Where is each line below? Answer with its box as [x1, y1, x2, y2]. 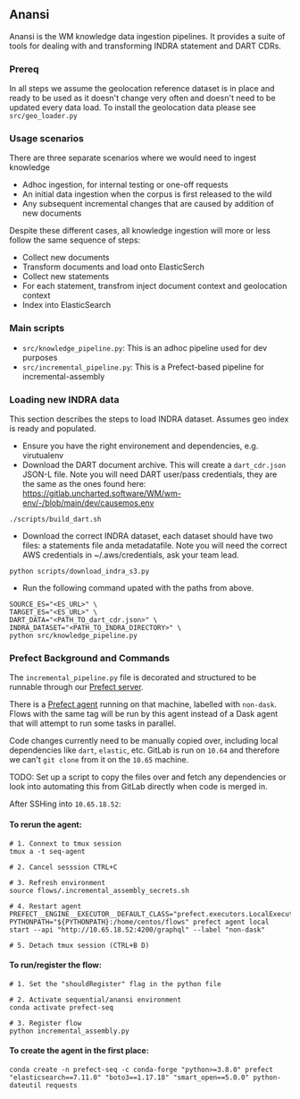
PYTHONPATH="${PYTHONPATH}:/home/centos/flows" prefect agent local [9, 917, 270, 926]
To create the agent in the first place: [9, 1045, 149, 1056]
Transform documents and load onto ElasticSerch [21, 261, 205, 272]
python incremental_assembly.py [9, 1027, 129, 1035]
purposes [21, 352, 58, 362]
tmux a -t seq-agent [9, 847, 87, 856]
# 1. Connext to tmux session [9, 839, 122, 848]
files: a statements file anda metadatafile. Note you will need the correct [21, 541, 287, 550]
